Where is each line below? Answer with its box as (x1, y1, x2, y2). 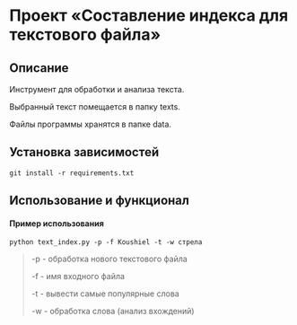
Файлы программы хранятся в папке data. (9, 119, 172, 129)
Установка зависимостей (9, 145, 160, 160)
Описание (9, 60, 69, 75)
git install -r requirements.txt (9, 168, 135, 178)
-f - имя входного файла (31, 271, 126, 282)
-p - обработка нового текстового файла (31, 253, 188, 265)
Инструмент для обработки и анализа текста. (9, 84, 185, 94)
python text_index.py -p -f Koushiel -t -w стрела (9, 238, 203, 247)
